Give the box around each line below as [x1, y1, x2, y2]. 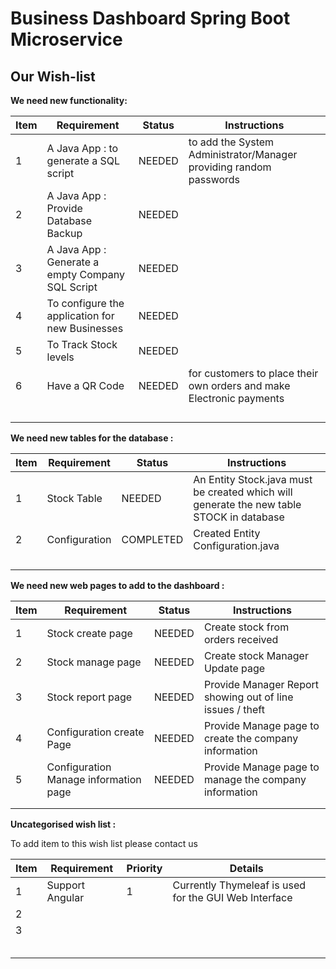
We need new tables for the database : [10, 432, 174, 444]
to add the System [188, 135, 275, 149]
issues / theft [203, 703, 265, 716]
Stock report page [46, 690, 133, 704]
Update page [203, 662, 266, 675]
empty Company [46, 268, 125, 281]
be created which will [193, 485, 293, 499]
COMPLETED [121, 533, 184, 546]
